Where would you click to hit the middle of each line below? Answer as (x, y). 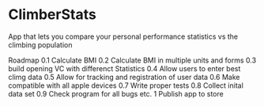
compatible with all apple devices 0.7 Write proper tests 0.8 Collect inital (126, 85)
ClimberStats (52, 15)
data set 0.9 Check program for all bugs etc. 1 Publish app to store (116, 93)
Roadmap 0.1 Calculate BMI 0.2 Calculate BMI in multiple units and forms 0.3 (132, 60)
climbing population (40, 44)
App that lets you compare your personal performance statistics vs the (123, 36)
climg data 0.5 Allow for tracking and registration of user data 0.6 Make (124, 77)
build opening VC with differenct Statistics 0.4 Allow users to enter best (124, 68)
